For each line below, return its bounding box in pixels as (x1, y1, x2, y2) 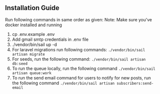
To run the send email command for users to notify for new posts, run (12, 75, 151, 80)
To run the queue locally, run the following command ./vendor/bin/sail (12, 65, 156, 71)
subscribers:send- (116, 81, 154, 86)
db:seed (12, 61, 28, 66)
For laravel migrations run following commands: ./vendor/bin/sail (12, 47, 145, 52)
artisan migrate (12, 52, 45, 57)
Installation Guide (5, 4, 60, 12)
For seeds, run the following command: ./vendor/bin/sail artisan (12, 56, 146, 62)
